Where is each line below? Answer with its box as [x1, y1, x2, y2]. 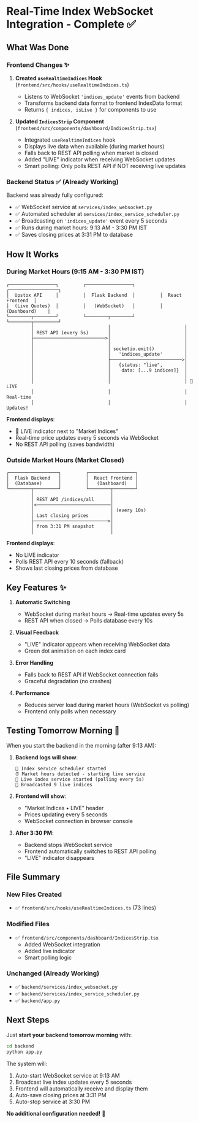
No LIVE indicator [15, 551, 60, 559]
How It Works [6, 249, 59, 259]
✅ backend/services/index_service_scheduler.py [15, 990, 140, 997]
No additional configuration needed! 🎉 [6, 1110, 106, 1117]
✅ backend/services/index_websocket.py [15, 983, 118, 991]
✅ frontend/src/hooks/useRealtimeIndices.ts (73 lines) [15, 904, 156, 911]
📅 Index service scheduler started [15, 765, 107, 772]
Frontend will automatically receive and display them [15, 1084, 148, 1092]
